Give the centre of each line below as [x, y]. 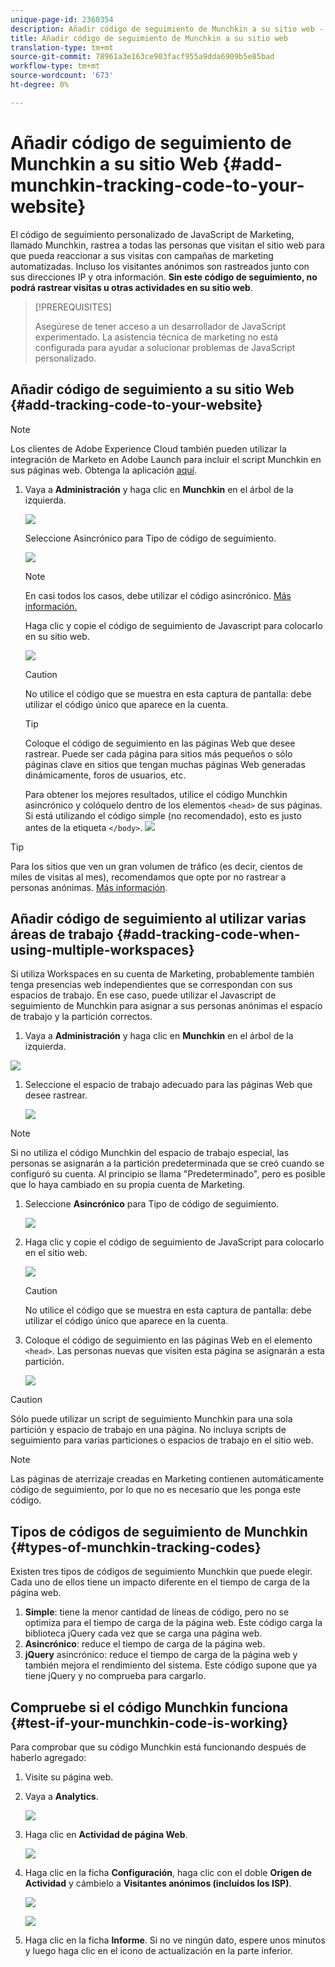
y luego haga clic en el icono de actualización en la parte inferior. [158, 1950]
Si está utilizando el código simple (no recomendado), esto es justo [163, 815]
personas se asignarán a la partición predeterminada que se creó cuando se [167, 1163]
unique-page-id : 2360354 [62, 19]
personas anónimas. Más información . [89, 887]
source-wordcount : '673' [62, 76]
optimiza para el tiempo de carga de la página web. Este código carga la [173, 1623]
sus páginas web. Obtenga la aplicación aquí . [103, 470]
